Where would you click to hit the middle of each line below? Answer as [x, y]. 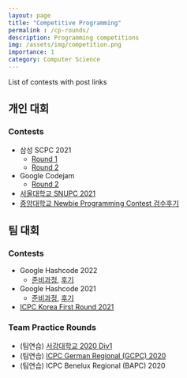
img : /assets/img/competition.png [65, 45]
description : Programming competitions [74, 37]
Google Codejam [47, 175]
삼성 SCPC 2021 [45, 150]
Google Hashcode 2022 [58, 271]
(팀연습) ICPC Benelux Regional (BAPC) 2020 [92, 365]
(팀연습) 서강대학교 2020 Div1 [66, 346]
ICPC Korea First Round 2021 [67, 307]
